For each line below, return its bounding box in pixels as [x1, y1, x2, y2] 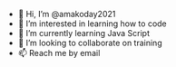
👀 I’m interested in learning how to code [17, 18, 168, 29]
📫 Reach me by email [17, 48, 101, 58]
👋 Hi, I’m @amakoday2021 [17, 9, 116, 19]
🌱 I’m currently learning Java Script [17, 28, 150, 38]
